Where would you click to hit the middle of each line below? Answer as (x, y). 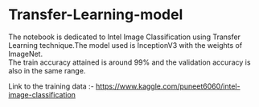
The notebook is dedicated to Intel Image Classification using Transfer (125, 37)
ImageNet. (25, 53)
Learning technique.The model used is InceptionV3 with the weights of (125, 45)
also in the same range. (47, 70)
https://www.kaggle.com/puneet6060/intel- (168, 86)
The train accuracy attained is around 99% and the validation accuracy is (129, 62)
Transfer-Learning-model (96, 15)
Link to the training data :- (51, 86)
